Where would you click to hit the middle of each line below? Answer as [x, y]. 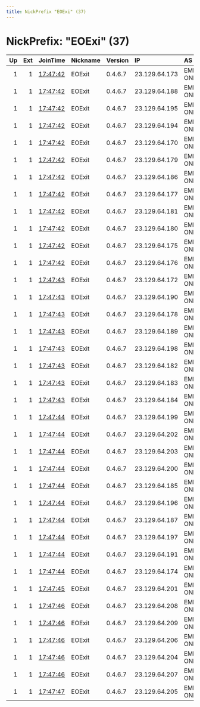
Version [118, 60]
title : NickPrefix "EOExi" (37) [46, 12]
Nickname [86, 60]
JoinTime [52, 60]
